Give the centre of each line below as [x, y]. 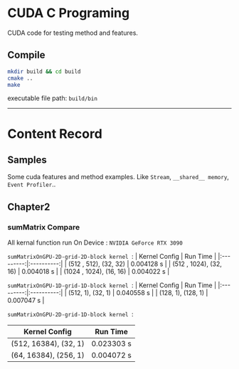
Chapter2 [29, 207]
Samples [27, 160]
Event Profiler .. [32, 184]
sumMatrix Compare [44, 227]
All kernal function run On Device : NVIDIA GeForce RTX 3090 [95, 242]
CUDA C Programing [69, 13]
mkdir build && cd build [44, 71]
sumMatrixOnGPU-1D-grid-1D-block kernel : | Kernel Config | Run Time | [112, 285]
